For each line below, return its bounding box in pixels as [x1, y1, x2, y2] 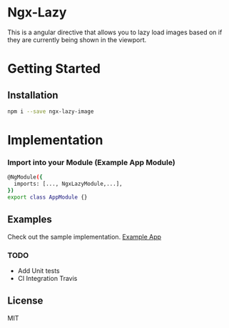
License [7, 294, 44, 307]
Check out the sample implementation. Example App [7, 232, 162, 241]
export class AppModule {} [7, 194, 88, 201]
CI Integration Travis [17, 274, 78, 282]
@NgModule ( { [7, 174, 43, 181]
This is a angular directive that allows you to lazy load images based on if [7, 28, 223, 36]
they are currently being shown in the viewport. [7, 35, 147, 44]
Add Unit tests [17, 266, 60, 275]
